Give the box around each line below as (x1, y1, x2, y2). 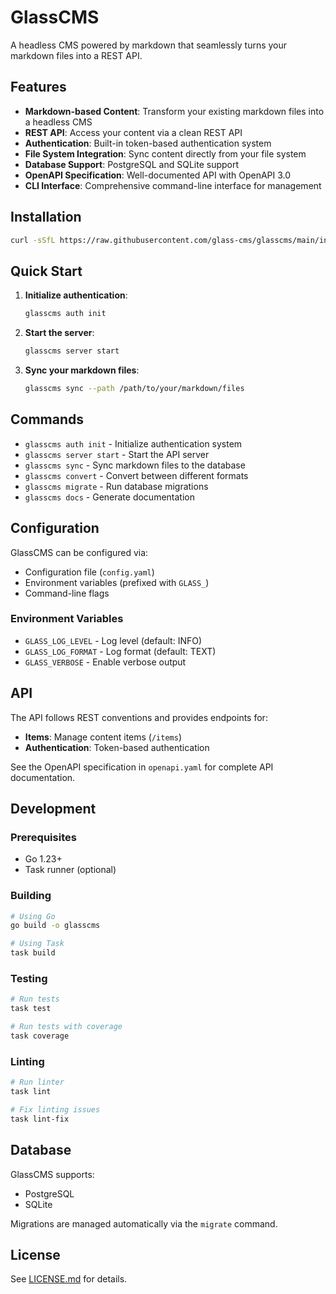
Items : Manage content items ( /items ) (24, 731, 183, 743)
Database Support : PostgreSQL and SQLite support (24, 158, 240, 170)
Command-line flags (24, 587, 110, 599)
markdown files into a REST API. (10, 49, 143, 61)
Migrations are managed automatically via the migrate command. (10, 1217, 278, 1230)
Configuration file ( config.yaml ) (24, 566, 155, 578)
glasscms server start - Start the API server (24, 448, 210, 460)
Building (10, 889, 52, 903)
